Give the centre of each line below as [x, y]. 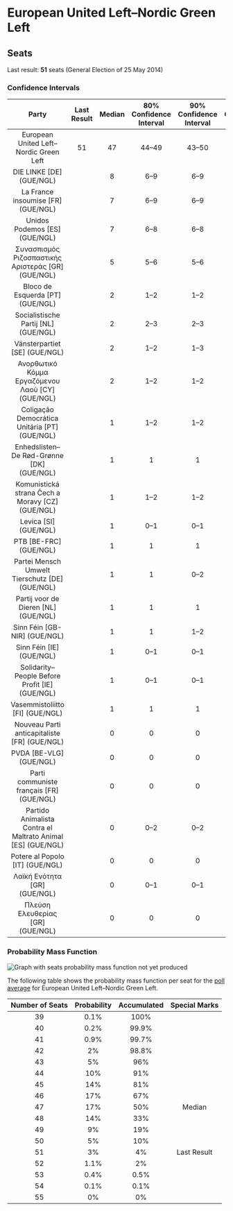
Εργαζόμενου [37, 381]
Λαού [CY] [37, 390]
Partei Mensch [37, 561]
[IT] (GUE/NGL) [37, 865]
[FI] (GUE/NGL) [38, 713]
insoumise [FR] [37, 201]
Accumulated [141, 1005]
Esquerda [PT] [37, 295]
